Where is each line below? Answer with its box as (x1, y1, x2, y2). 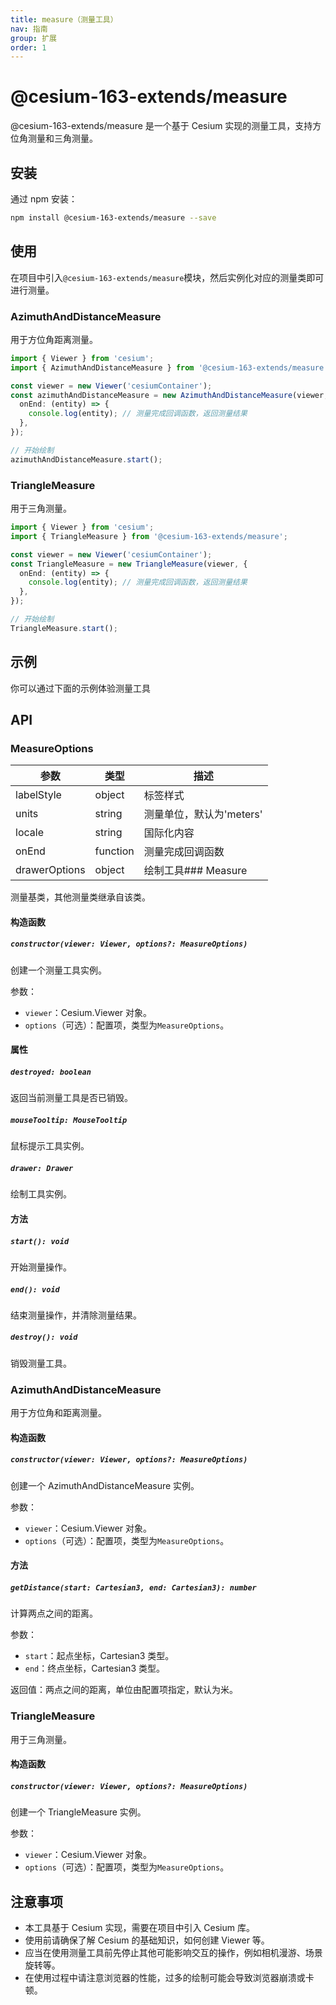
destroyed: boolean (10, 1067, 92, 1078)
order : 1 (10, 42, 47, 53)
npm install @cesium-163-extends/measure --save (10, 213, 217, 223)
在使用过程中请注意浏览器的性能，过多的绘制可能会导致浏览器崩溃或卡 (24, 1971, 315, 1983)
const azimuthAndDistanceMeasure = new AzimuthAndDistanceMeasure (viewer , (10, 390, 329, 400)
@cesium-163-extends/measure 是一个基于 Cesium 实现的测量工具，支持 (10, 120, 313, 132)
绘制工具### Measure (143, 864, 248, 878)
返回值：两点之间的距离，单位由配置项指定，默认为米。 (10, 1684, 238, 1696)
